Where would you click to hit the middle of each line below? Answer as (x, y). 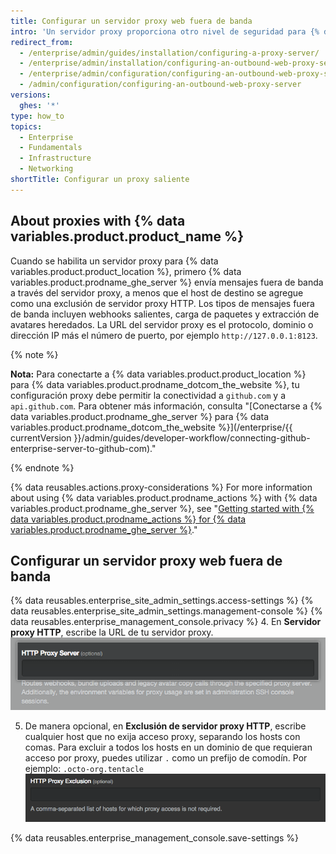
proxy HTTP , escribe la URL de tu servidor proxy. (112, 632)
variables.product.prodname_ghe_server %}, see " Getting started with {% (162, 508)
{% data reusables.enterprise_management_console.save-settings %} (155, 837)
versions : (31, 95)
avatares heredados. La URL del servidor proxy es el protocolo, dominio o (162, 324)
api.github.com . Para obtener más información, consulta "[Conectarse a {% (166, 406)
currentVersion (41, 437)
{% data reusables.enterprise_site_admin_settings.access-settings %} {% (162, 601)
